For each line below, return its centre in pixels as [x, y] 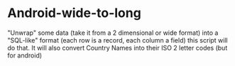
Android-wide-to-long [75, 13]
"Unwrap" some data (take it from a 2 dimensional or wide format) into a [113, 33]
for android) [25, 55]
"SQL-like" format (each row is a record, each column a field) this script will [118, 40]
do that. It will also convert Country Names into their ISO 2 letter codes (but [117, 48]
